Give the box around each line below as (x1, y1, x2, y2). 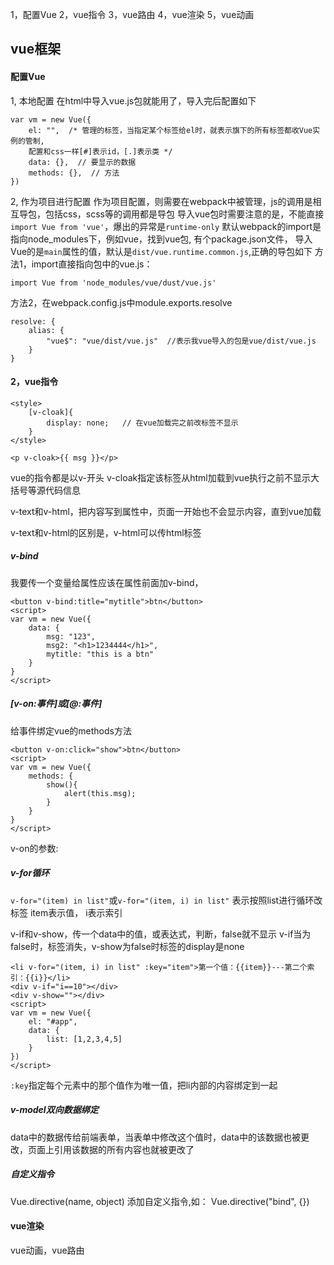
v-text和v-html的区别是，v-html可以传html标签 (10, 526, 202, 538)
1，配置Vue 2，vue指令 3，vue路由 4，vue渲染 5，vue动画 (10, 9, 255, 20)
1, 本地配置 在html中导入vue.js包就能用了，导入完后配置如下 (10, 94, 257, 107)
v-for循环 (10, 867, 50, 879)
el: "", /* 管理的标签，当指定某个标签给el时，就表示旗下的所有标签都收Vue (28, 125, 313, 135)
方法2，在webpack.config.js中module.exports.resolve (10, 296, 233, 308)
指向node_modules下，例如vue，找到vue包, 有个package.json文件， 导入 (10, 233, 313, 245)
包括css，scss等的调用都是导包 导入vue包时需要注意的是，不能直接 (44, 208, 325, 220)
